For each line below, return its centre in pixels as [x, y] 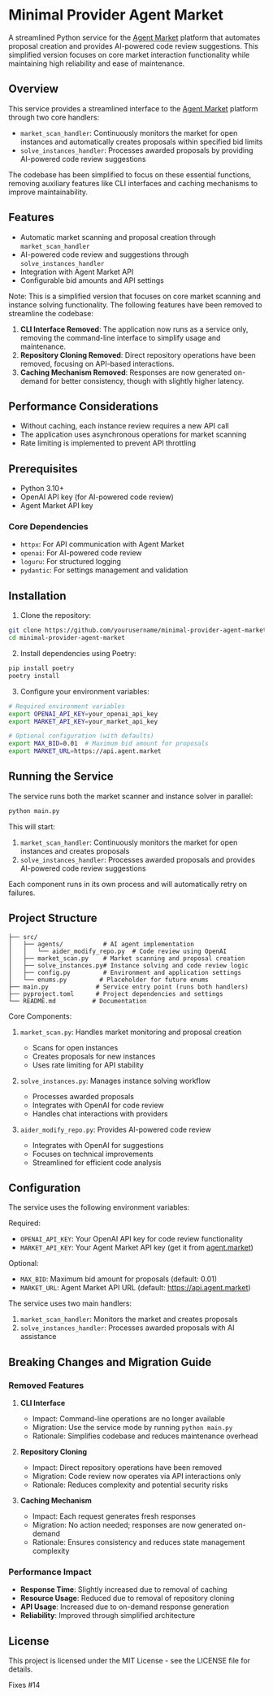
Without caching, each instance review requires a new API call [124, 426]
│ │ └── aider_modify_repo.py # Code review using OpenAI [118, 951]
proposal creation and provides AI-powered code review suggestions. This [133, 46]
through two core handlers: [54, 117]
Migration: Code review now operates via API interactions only [136, 1476]
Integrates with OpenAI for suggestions [98, 1145]
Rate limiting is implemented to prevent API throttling [108, 443]
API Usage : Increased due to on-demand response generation [124, 1607]
